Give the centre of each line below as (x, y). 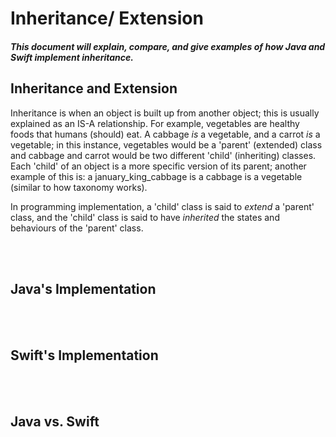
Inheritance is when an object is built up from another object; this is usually (165, 113)
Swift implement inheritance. (72, 57)
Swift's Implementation (84, 355)
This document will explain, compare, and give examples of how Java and (168, 46)
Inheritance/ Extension (107, 18)
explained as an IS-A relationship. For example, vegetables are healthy (155, 123)
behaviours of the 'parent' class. (77, 228)
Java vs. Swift (55, 421)
